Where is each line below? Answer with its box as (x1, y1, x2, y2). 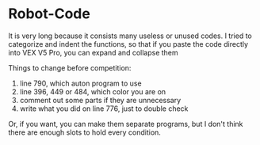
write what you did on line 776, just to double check (19, 104, 189, 113)
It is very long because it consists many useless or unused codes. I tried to (8, 31, 252, 40)
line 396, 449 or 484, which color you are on (19, 86, 166, 96)
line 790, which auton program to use (19, 78, 142, 88)
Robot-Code (8, 5, 91, 23)
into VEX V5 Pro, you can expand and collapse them (8, 48, 178, 57)
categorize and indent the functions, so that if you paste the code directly (8, 39, 248, 48)
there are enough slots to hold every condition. (8, 128, 161, 137)
